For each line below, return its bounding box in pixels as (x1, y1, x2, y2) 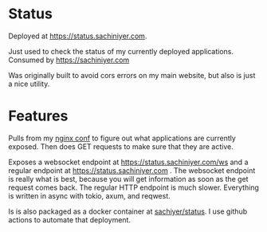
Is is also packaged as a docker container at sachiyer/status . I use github (8, 206, 248, 216)
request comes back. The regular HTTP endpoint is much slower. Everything (8, 183, 259, 192)
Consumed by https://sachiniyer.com (8, 55, 130, 65)
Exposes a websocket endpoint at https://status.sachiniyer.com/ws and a (8, 157, 249, 167)
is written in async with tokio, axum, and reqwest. (8, 191, 171, 200)
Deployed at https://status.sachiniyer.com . (8, 31, 147, 41)
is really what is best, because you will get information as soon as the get (8, 174, 249, 183)
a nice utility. (8, 79, 50, 88)
